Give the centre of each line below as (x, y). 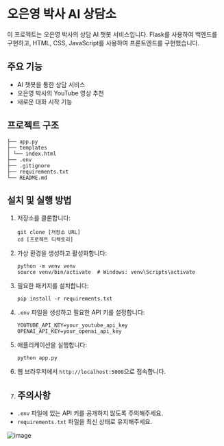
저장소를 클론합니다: (43, 218)
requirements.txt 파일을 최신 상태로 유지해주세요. (85, 422)
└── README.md (27, 178)
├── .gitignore (29, 165)
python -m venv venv (46, 266)
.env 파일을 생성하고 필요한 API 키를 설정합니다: (81, 312)
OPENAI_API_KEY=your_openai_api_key (69, 331)
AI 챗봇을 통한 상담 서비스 (51, 84)
